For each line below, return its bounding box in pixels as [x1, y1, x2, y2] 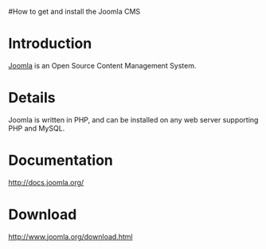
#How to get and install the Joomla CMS [8, 7, 141, 16]
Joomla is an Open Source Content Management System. [8, 60, 197, 70]
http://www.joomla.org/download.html [8, 231, 133, 241]
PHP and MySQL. [8, 123, 65, 133]
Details [8, 89, 56, 107]
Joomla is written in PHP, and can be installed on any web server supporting [8, 115, 259, 124]
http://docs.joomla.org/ [8, 177, 84, 187]
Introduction [8, 35, 92, 53]
